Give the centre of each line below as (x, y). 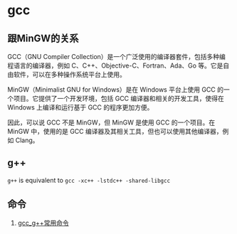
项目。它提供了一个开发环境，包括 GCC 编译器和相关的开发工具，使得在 (118, 99)
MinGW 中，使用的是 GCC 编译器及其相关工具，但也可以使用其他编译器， (115, 131)
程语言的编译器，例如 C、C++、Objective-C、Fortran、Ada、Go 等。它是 (115, 65)
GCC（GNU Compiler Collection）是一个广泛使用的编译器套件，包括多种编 (117, 57)
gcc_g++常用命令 (43, 223)
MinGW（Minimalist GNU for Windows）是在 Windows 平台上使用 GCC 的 (116, 90)
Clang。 (27, 140)
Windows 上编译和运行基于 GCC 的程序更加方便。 (80, 107)
